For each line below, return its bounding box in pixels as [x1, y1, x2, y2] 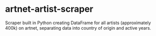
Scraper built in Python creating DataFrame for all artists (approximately [5, 20, 152, 26]
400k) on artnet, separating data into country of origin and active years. [5, 25, 152, 31]
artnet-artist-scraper [5, 3, 94, 15]
